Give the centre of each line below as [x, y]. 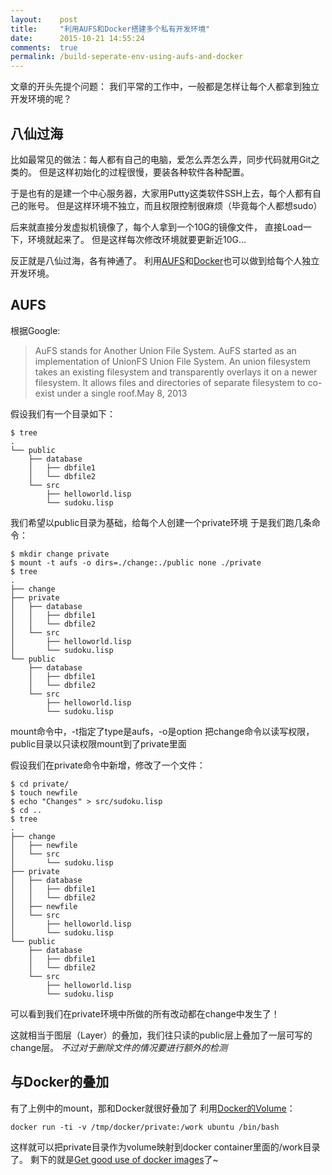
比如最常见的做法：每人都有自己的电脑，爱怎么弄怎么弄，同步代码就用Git [161, 159]
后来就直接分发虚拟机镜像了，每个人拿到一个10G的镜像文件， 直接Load [156, 227]
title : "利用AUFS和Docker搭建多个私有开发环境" [110, 29]
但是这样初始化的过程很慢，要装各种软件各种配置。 [144, 172]
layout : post [44, 19]
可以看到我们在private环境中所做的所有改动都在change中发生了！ [145, 1013]
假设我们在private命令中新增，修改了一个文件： [108, 765]
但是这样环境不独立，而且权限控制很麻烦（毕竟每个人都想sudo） [189, 205]
